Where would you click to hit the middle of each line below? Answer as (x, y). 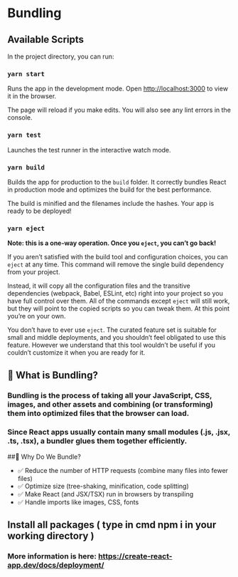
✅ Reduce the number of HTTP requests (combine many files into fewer (123, 470)
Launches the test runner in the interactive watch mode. (90, 150)
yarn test (24, 135)
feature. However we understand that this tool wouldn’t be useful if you (111, 345)
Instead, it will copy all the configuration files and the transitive (99, 286)
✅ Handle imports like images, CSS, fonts (78, 502)
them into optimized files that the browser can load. (98, 413)
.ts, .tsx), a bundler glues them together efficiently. (97, 441)
